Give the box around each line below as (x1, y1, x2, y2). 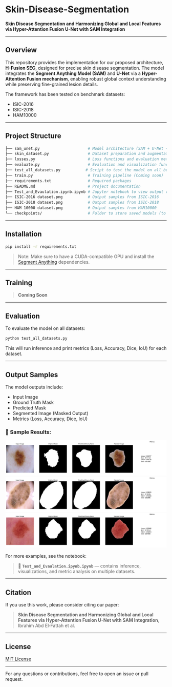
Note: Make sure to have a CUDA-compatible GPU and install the (17, 253, 155, 260)
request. (5, 676, 23, 682)
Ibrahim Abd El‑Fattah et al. (17, 622, 75, 629)
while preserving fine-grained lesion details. (5, 81, 98, 87)
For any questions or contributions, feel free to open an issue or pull (5, 671, 148, 677)
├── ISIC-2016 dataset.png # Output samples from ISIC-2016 (5, 194, 159, 200)
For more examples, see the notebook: (5, 553, 87, 559)
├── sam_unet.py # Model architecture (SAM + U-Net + (5, 146, 168, 151)
